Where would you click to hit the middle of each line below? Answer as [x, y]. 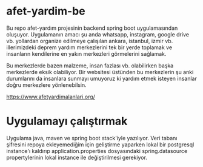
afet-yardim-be [46, 11]
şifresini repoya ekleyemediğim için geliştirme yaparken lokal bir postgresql [100, 145]
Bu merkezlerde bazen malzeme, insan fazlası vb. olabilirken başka [90, 66]
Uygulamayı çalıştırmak [67, 121]
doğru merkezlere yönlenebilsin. [46, 85]
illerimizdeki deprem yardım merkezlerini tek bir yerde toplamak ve [89, 47]
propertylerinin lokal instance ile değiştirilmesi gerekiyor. [77, 157]
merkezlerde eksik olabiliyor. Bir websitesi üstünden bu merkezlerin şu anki [100, 72]
